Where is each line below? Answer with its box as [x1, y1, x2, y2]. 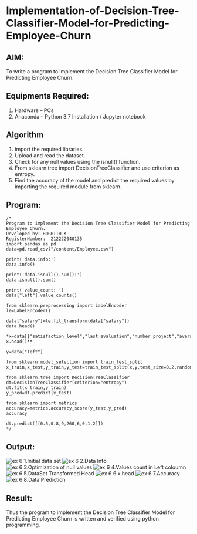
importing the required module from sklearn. [14, 183, 122, 190]
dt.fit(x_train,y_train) [6, 385, 67, 391]
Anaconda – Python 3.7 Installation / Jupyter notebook [14, 113, 146, 120]
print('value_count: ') [6, 288, 64, 293]
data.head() [6, 323, 35, 329]
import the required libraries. [14, 146, 84, 153]
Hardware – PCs [14, 107, 54, 114]
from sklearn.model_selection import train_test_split [6, 359, 143, 365]
